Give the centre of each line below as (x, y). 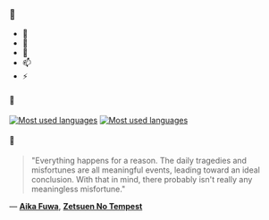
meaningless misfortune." (78, 189)
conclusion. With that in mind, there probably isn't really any (142, 179)
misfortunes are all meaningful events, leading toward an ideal (146, 170)
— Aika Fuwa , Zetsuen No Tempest (76, 206)
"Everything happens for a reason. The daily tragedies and (139, 160)
